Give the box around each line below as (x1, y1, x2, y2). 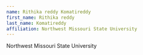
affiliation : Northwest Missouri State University (6, 25, 138, 32)
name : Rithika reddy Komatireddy (6, 8, 91, 15)
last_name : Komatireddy (6, 20, 67, 26)
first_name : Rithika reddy (6, 15, 75, 21)
